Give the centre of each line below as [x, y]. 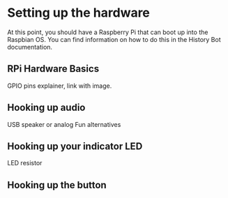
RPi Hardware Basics [53, 69]
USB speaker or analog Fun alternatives [64, 124]
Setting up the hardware [78, 13]
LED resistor [25, 163]
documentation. [30, 47]
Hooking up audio [46, 108]
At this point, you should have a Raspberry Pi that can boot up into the [108, 32]
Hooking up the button [57, 185]
